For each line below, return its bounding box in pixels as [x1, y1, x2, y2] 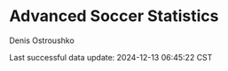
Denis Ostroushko [9, 35, 75, 46]
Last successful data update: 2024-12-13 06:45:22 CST [9, 52, 213, 62]
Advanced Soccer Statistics [9, 6, 219, 26]
